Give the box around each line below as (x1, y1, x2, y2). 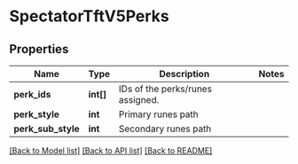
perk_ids (13, 89, 51, 100)
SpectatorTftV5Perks (9, 6, 170, 27)
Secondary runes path (118, 122, 212, 135)
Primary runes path (118, 108, 200, 121)
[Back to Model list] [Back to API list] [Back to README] (9, 145, 213, 156)
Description (159, 68, 210, 80)
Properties (9, 42, 69, 57)
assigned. (118, 94, 160, 105)
